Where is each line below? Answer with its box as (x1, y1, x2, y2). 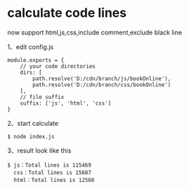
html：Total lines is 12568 (13, 176, 95, 183)
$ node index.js (7, 133, 55, 140)
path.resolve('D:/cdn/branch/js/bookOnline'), (32, 75, 171, 82)
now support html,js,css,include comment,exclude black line (7, 28, 183, 37)
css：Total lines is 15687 (13, 169, 91, 176)
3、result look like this (7, 146, 72, 155)
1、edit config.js (7, 42, 54, 51)
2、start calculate (7, 119, 58, 127)
